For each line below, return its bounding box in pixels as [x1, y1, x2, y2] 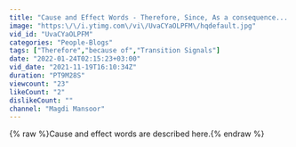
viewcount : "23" [9, 79, 69, 88]
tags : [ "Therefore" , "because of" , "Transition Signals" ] [9, 46, 220, 55]
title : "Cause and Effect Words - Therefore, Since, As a [9, 12, 228, 22]
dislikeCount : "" [9, 95, 74, 105]
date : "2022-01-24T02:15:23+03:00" [9, 54, 141, 63]
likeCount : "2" [9, 87, 66, 96]
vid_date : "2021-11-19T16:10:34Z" [9, 63, 138, 72]
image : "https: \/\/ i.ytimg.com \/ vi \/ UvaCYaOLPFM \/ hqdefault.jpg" [9, 21, 256, 30]
